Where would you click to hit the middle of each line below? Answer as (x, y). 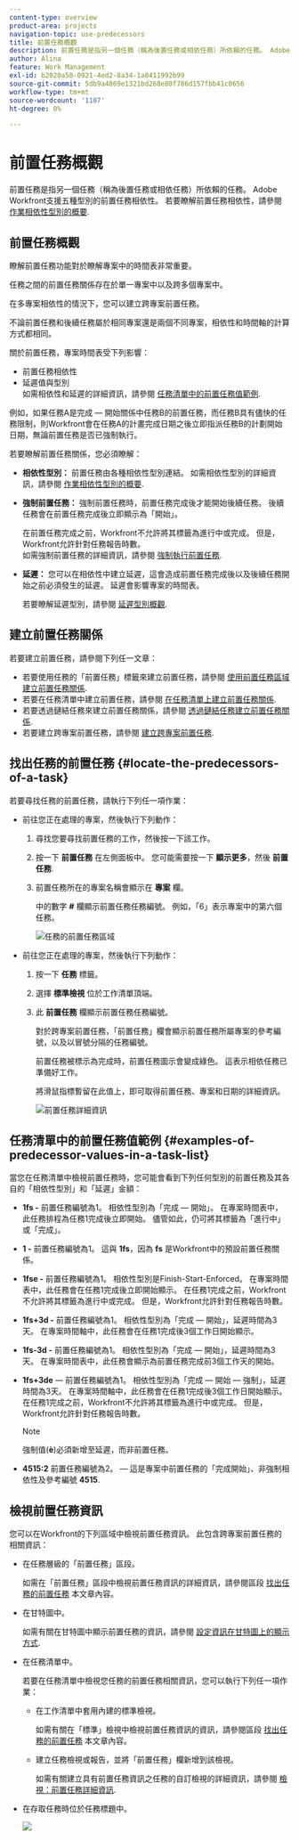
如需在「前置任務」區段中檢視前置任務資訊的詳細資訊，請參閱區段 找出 (152, 1583)
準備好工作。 (59, 1072)
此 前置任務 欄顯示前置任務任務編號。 (104, 1012)
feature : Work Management (57, 68)
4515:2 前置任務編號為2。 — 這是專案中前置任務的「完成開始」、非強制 (152, 1469)
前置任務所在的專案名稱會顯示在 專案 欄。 (112, 887)
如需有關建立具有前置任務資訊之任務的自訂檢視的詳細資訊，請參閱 (156, 1779)
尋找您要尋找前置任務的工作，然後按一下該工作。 (125, 838)
